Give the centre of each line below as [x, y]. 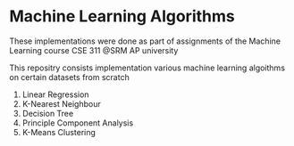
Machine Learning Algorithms [122, 16]
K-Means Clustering [59, 132]
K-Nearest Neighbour [61, 103]
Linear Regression [55, 94]
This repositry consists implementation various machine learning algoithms [147, 68]
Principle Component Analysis [78, 123]
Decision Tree [48, 113]
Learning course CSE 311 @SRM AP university [94, 50]
